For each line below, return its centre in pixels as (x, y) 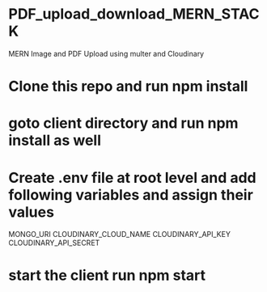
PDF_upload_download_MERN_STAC (134, 14)
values (32, 212)
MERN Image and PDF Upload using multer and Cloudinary (106, 53)
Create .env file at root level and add (132, 178)
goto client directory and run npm (123, 123)
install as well (55, 140)
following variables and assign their (131, 195)
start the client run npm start (107, 275)
